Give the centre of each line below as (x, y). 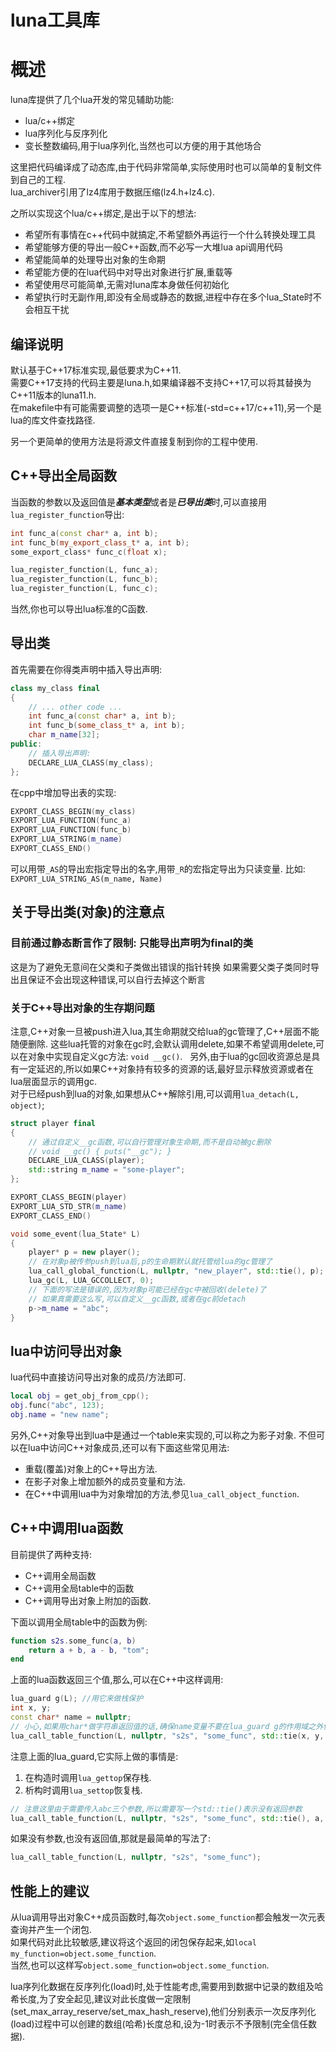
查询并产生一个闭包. (51, 1930)
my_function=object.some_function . (83, 1953)
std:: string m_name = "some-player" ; (107, 1170)
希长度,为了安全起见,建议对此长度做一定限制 (101, 1999)
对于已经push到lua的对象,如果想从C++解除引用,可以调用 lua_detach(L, (155, 1093)
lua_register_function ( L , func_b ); (84, 579)
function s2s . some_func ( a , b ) (73, 1641)
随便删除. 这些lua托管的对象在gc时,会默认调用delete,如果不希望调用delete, (163, 1043)
